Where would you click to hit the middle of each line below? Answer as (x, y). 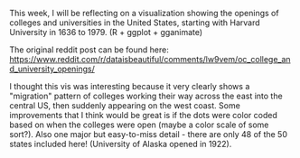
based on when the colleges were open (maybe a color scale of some (139, 125)
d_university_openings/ (52, 69)
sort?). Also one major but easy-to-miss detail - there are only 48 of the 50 (148, 134)
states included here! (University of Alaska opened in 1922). (121, 144)
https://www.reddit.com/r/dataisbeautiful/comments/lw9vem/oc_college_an (150, 59)
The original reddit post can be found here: (89, 50)
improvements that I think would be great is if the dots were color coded (143, 115)
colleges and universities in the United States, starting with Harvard (135, 23)
